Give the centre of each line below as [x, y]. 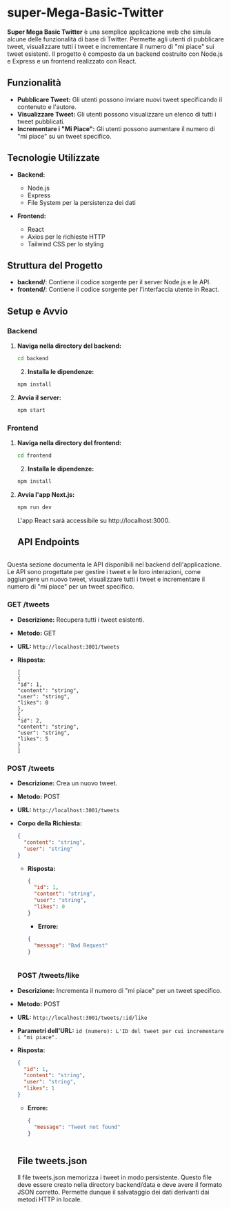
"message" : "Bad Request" [71, 945]
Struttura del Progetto [55, 265]
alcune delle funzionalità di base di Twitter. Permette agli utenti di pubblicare [115, 39]
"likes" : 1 [39, 1088]
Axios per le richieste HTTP [66, 237]
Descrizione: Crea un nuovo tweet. [67, 783]
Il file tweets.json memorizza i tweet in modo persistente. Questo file [114, 1177]
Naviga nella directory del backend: [69, 346]
